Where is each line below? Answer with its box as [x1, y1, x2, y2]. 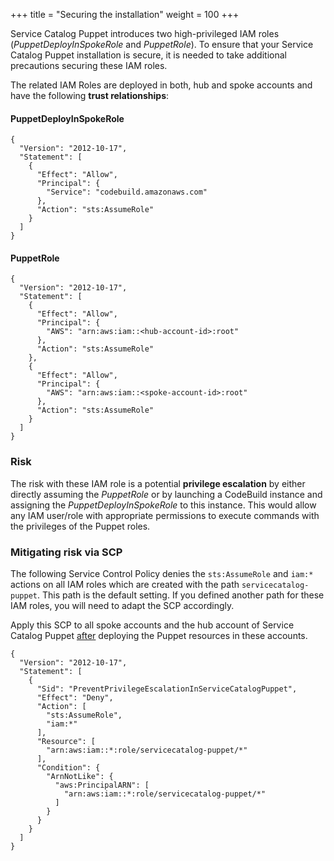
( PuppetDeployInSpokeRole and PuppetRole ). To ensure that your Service [10, 39, 314, 50]
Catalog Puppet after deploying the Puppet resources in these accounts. [10, 630, 308, 641]
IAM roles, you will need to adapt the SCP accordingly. [10, 600, 235, 611]
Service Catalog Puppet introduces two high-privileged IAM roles [10, 28, 280, 39]
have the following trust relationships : [10, 90, 170, 101]
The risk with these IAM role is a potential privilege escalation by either [10, 477, 306, 489]
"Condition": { [36, 763, 101, 773]
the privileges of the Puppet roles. [10, 520, 151, 532]
